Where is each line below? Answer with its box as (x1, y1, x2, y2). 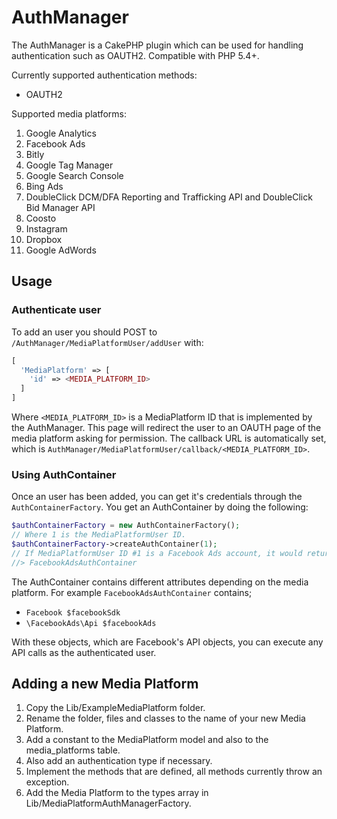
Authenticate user (11, 303, 102, 317)
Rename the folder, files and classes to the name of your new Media (25, 712, 306, 725)
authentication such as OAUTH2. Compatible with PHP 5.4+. (11, 49, 260, 61)
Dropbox (25, 233, 63, 245)
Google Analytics (25, 127, 97, 139)
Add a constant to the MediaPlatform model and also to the (25, 734, 269, 746)
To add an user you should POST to (11, 326, 158, 338)
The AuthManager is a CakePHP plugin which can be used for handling (11, 39, 304, 51)
